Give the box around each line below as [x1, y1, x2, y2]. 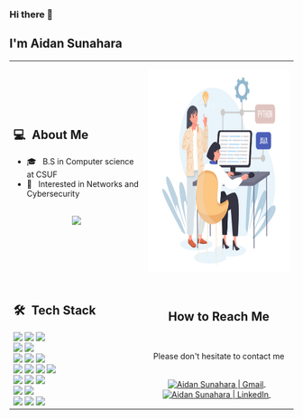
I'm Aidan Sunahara [9, 36, 123, 51]
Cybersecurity [26, 189, 80, 200]
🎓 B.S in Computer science [26, 156, 134, 167]
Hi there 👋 [9, 8, 54, 21]
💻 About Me [13, 126, 89, 143]
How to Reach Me [168, 309, 271, 324]
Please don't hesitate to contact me [152, 350, 285, 361]
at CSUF [26, 169, 58, 180]
